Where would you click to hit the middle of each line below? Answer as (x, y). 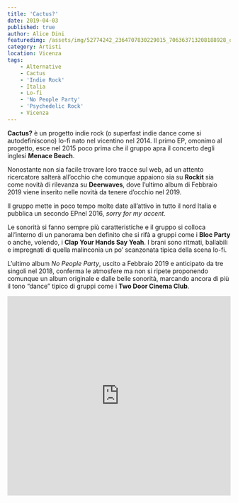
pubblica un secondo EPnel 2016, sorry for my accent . (87, 213)
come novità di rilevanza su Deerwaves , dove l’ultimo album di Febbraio (113, 184)
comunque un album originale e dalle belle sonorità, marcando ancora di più (118, 278)
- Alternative (41, 67)
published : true (31, 27)
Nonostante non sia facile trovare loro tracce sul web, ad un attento (106, 169)
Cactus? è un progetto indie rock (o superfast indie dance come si (104, 133)
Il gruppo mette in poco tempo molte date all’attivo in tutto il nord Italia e (112, 206)
